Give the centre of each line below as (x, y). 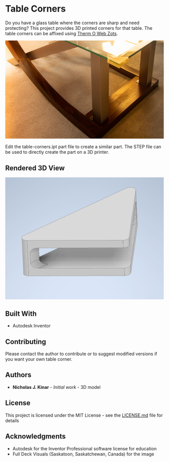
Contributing (26, 342)
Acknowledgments (36, 437)
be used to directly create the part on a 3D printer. (57, 152)
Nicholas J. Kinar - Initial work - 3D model (56, 387)
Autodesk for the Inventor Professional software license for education (84, 448)
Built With (21, 313)
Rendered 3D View (35, 168)
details (12, 420)
